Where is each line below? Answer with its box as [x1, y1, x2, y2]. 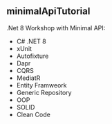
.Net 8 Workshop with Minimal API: [6, 23, 106, 32]
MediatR [16, 74, 41, 82]
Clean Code [16, 110, 51, 118]
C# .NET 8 [16, 37, 46, 45]
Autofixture [16, 52, 49, 60]
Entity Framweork [16, 81, 67, 89]
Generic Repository [16, 88, 72, 96]
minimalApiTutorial [6, 6, 91, 17]
